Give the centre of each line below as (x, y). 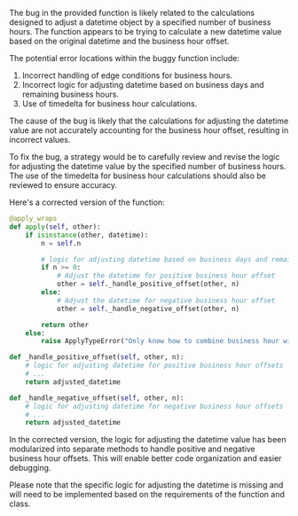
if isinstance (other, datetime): (87, 235)
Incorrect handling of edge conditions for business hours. (127, 75)
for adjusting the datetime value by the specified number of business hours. (148, 166)
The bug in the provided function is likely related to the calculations (132, 13)
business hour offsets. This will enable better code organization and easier (145, 458)
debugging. (30, 468)
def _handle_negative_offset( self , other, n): (97, 398)
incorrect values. (40, 140)
